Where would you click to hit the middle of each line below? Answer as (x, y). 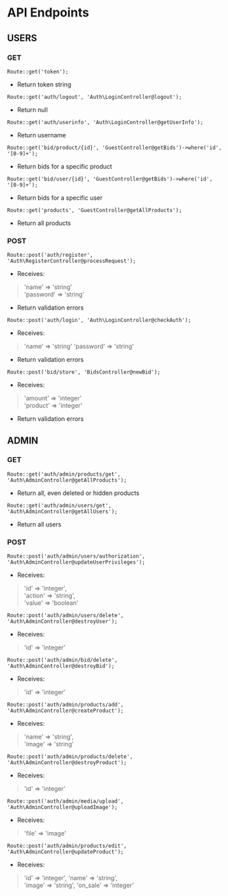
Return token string (44, 84)
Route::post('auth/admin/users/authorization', (76, 556)
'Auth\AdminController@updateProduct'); (66, 852)
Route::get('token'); (38, 71)
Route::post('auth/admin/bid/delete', (62, 660)
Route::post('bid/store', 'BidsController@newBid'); (84, 372)
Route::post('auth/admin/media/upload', (66, 801)
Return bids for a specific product (64, 166)
